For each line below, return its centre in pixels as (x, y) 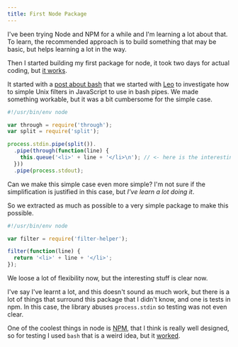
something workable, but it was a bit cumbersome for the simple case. (110, 99)
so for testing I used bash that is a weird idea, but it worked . (94, 336)
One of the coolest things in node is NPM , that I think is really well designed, (118, 328)
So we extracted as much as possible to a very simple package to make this (118, 205)
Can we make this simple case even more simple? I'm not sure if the (106, 184)
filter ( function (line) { (44, 251)
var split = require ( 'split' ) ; (53, 132)
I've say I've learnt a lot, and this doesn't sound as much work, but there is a (119, 292)
